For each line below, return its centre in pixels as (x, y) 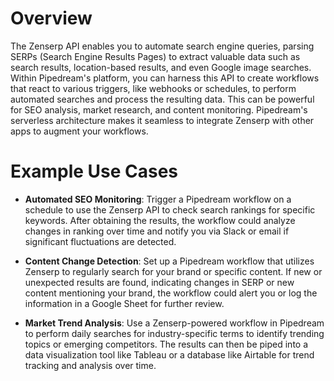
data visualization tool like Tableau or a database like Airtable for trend (169, 354)
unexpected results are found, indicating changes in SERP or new (159, 282)
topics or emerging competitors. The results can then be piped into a (166, 344)
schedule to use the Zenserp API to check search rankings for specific (170, 209)
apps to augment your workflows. (79, 131)
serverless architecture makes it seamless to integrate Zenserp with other (162, 120)
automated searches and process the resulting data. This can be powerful (162, 99)
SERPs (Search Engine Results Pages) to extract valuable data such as (155, 56)
